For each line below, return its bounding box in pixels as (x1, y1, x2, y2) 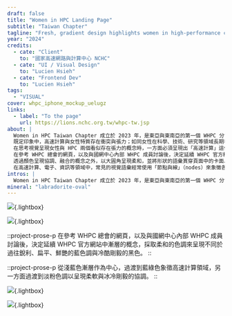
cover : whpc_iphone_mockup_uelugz (7, 100, 107, 107)
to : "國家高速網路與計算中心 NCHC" (19, 55, 110, 62)
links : (7, 106, 26, 113)
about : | (7, 126, 32, 132)
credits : (7, 42, 32, 49)
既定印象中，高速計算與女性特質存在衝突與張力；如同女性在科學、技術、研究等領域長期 (13, 139, 224, 146)
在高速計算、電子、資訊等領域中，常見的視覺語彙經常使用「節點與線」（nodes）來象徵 (13, 164, 222, 171)
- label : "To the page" (13, 112, 81, 119)
